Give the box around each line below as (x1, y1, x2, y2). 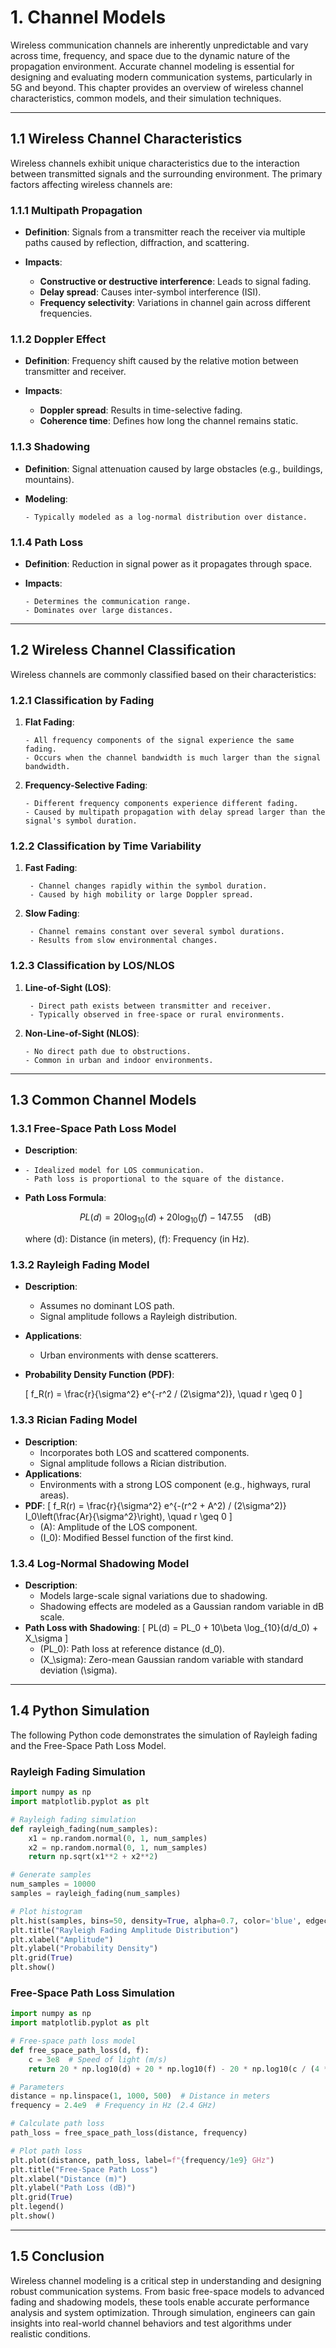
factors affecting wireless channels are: (10, 178, 173, 190)
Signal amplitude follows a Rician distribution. (39, 1457, 227, 1469)
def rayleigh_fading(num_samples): (10, 1824, 159, 1834)
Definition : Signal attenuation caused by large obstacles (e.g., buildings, (24, 462, 323, 475)
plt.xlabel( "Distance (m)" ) (10, 2174, 128, 2184)
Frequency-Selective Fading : (24, 779, 148, 791)
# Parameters (10, 2082, 65, 2092)
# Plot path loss (10, 2146, 83, 2156)
